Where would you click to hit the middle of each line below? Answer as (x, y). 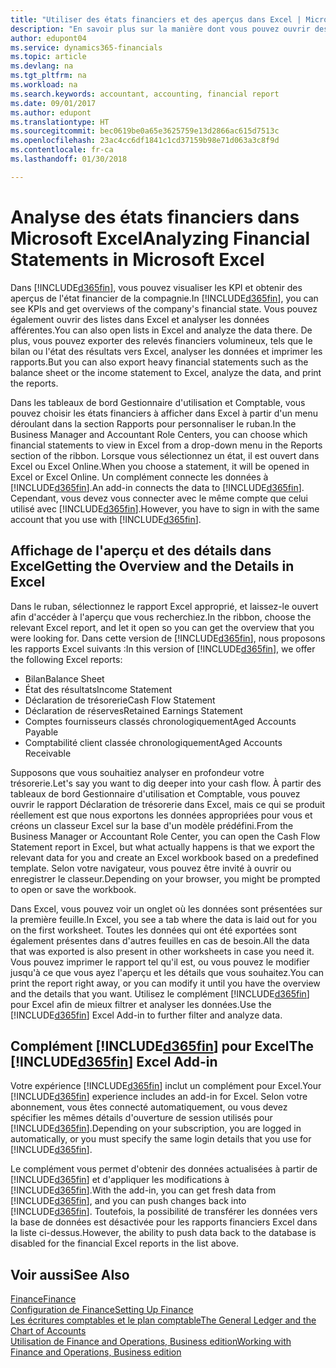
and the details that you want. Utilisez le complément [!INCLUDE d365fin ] (160, 993)
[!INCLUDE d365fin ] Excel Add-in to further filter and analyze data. (146, 1015)
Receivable (48, 753)
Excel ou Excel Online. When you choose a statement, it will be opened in (160, 466)
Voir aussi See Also (70, 1274)
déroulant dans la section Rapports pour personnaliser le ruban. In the (153, 423)
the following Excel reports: (66, 659)
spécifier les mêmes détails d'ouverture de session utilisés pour (141, 1118)
